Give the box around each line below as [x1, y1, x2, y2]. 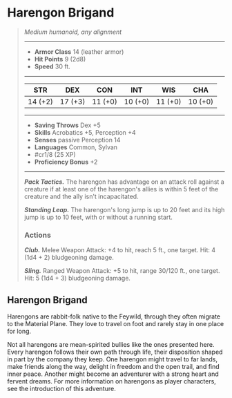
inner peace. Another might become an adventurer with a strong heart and [7, 370, 219, 378]
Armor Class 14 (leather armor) [34, 47, 124, 56]
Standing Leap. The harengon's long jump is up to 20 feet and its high [23, 205, 225, 214]
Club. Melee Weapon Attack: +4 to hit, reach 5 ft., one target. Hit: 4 [23, 246, 216, 254]
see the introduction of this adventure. [7, 385, 116, 393]
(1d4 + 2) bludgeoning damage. [23, 254, 114, 262]
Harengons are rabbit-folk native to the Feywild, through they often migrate [7, 312, 221, 321]
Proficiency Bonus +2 [34, 158, 98, 166]
